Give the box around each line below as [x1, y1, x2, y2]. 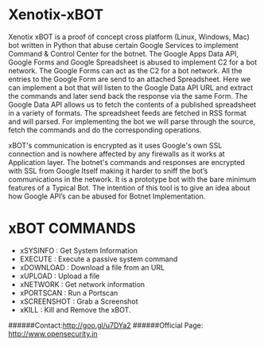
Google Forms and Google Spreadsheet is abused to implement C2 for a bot [8, 57, 257, 67]
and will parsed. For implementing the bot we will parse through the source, [8, 116, 256, 126]
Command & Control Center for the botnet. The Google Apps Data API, [8, 49, 239, 58]
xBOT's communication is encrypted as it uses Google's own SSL [8, 140, 223, 150]
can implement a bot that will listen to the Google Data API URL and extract [8, 82, 254, 92]
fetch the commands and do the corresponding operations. [8, 125, 202, 135]
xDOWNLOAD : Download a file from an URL [19, 262, 165, 272]
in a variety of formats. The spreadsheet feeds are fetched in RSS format [8, 108, 247, 117]
